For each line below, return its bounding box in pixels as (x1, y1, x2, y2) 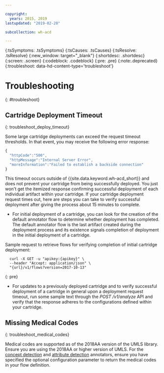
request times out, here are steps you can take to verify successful (5, 197, 140, 203)
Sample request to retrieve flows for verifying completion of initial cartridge (5, 242, 158, 248)
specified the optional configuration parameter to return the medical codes (5, 357, 156, 363)
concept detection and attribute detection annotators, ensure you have (5, 352, 148, 358)
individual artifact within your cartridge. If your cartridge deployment (5, 191, 144, 197)
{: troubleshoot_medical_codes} (5, 332, 70, 338)
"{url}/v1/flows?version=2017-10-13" (9, 265, 87, 270)
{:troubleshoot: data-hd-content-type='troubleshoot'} (5, 63, 114, 69)
